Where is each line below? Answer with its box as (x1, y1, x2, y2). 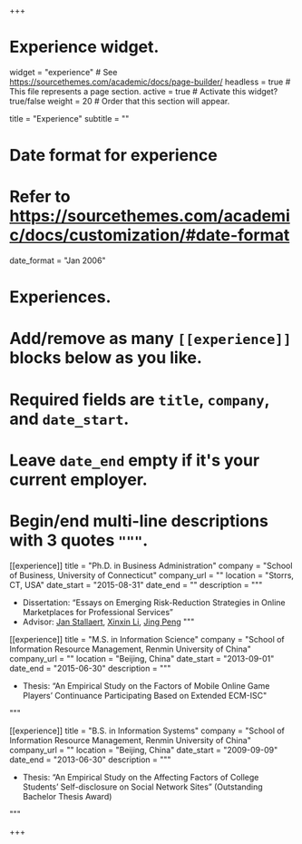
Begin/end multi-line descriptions (9, 511, 269, 531)
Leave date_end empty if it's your (9, 450, 260, 470)
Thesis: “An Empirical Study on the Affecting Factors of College (22, 771, 259, 782)
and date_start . (9, 408, 130, 429)
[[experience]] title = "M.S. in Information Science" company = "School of (9, 633, 286, 644)
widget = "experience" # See (9, 66, 118, 77)
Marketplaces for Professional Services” (22, 606, 174, 617)
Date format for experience (9, 145, 218, 166)
